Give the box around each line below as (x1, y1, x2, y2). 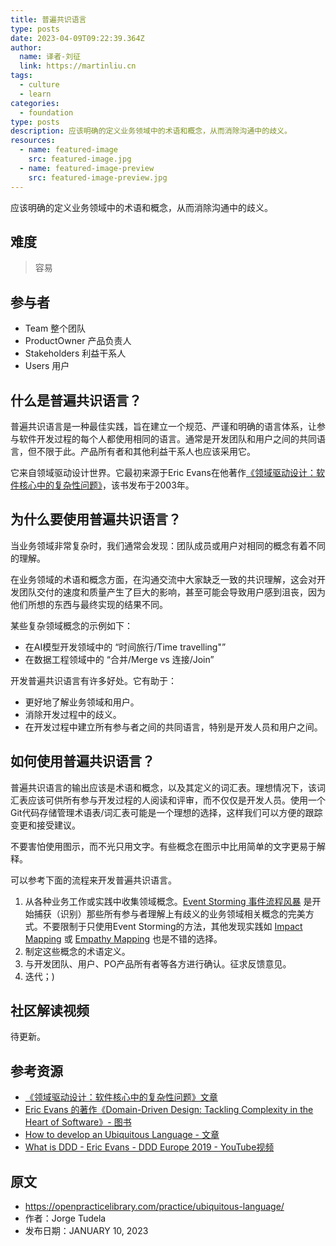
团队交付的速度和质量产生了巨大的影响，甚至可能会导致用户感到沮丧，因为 (18, 586, 326, 598)
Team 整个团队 (24, 322, 87, 335)
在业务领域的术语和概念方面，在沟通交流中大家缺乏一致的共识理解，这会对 (10, 573, 317, 585)
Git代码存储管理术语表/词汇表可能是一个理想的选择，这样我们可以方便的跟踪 (10, 806, 323, 818)
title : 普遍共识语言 (10, 14, 87, 25)
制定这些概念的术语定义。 (24, 945, 131, 957)
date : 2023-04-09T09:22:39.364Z (10, 33, 145, 43)
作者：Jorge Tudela (24, 1212, 107, 1224)
